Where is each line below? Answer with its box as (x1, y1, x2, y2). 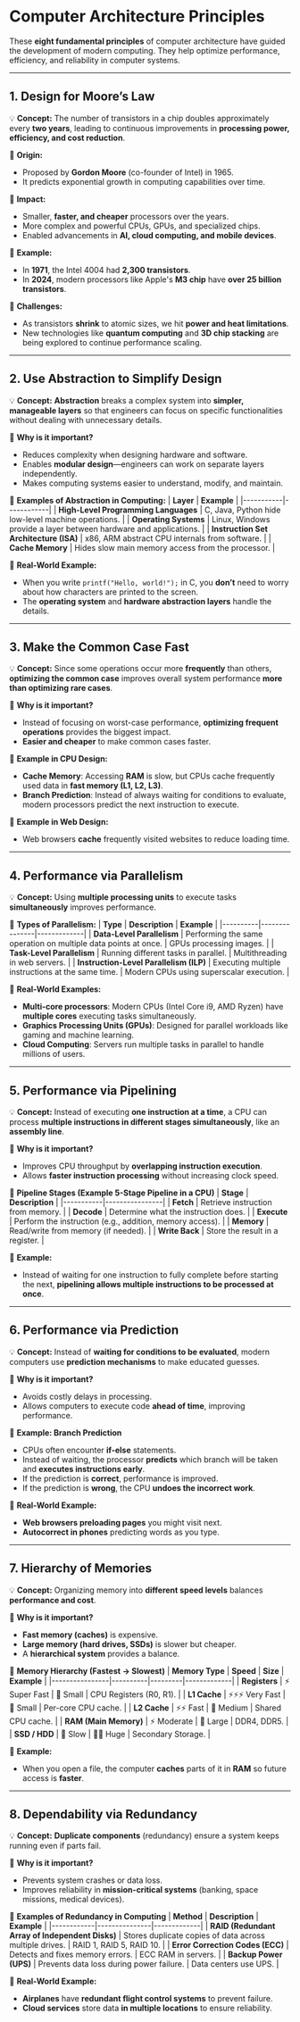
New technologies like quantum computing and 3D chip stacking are (21, 328, 279, 338)
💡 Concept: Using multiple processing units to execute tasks (9, 892, 237, 903)
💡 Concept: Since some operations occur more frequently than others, (9, 663, 272, 674)
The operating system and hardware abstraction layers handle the (21, 595, 272, 606)
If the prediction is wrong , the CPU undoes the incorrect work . (21, 1482, 256, 1493)
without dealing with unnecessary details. (9, 414, 162, 425)
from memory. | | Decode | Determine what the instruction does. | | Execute (9, 1207, 288, 1217)
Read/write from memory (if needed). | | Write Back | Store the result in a (9, 1226, 279, 1236)
